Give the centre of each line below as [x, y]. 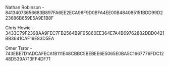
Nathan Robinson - [25, 7]
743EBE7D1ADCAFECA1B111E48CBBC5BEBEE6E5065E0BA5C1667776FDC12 [84, 53]
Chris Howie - [20, 28]
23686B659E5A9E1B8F [30, 18]
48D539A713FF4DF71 [28, 59]
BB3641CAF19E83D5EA [30, 38]
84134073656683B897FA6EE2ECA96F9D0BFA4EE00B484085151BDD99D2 [84, 13]
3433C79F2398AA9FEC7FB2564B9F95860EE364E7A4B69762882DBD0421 [85, 33]
